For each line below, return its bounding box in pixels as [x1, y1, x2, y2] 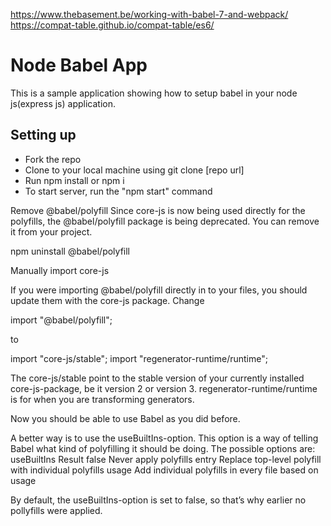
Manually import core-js [10, 264, 110, 276]
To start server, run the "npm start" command [24, 185, 213, 197]
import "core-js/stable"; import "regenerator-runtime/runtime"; [10, 352, 268, 364]
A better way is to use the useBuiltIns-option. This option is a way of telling [10, 432, 319, 444]
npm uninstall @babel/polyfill [10, 245, 130, 257]
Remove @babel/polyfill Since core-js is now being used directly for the [10, 204, 306, 216]
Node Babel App [10, 54, 148, 77]
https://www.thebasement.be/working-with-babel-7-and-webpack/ [10, 9, 289, 20]
